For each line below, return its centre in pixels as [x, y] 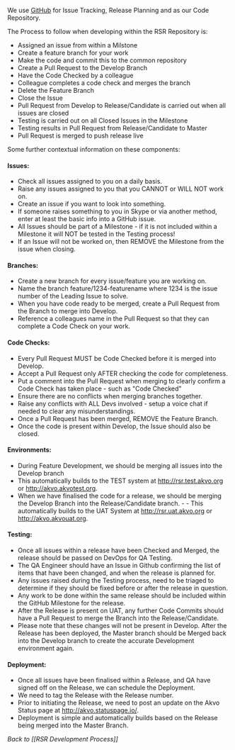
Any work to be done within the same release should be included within [122, 595]
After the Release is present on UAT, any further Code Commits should [121, 611]
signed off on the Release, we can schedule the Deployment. [107, 688]
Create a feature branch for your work [73, 53]
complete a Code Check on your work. [74, 326]
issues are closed [43, 113]
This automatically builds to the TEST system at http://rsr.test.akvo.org [120, 481]
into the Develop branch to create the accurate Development [106, 641]
